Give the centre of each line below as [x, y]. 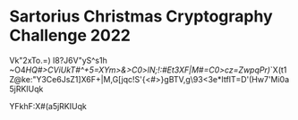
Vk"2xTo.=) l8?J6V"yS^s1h [58, 60]
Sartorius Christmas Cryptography [141, 17]
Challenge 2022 [70, 35]
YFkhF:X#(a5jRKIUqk [48, 106]
